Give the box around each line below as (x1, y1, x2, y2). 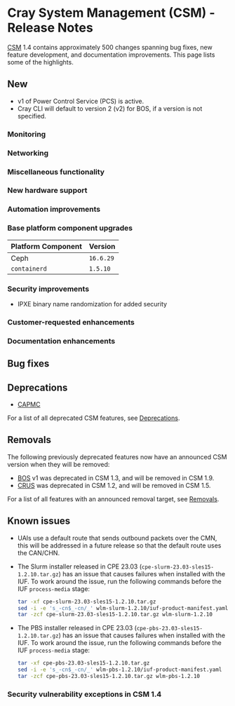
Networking (7, 148, 49, 158)
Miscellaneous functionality (7, 167, 105, 177)
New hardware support (7, 186, 88, 196)
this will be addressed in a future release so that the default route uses (17, 541, 222, 550)
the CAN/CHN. (17, 548, 60, 557)
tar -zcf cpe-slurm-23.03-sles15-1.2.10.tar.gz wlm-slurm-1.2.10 (17, 611, 213, 618)
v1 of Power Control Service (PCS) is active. (17, 97, 145, 105)
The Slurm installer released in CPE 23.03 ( (17, 562, 142, 571)
